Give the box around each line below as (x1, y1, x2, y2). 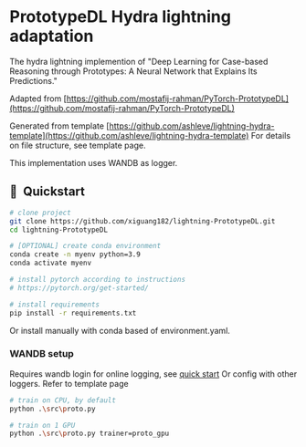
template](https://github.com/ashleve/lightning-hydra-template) (9, 130, 249, 140)
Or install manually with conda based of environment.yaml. (9, 325, 231, 336)
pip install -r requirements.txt (9, 308, 137, 317)
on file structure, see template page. (9, 140, 146, 151)
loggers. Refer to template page (9, 378, 130, 389)
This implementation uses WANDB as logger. (9, 157, 178, 168)
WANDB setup (9, 348, 75, 360)
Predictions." (9, 75, 58, 86)
